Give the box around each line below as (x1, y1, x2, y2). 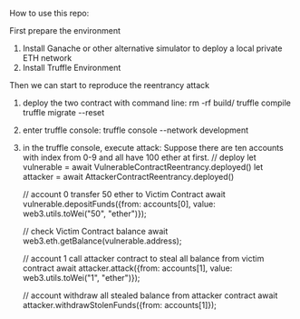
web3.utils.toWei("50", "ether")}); (22, 208, 147, 219)
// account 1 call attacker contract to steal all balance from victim (22, 254, 265, 264)
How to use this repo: (9, 8, 90, 18)
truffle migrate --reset (22, 107, 105, 117)
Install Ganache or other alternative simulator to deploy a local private (22, 43, 283, 54)
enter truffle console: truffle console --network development (22, 125, 249, 135)
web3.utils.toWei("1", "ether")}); (22, 273, 140, 283)
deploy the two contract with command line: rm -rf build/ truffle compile (22, 97, 292, 108)
